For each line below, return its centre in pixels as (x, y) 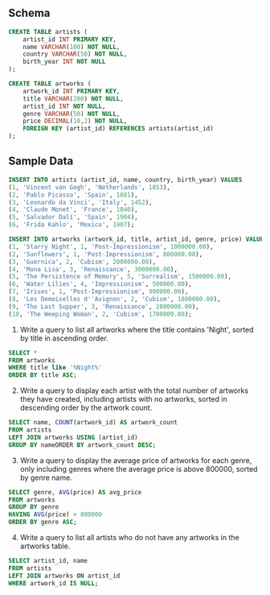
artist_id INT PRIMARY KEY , (70, 39)
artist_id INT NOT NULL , (64, 106)
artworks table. (45, 546)
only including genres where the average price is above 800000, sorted (139, 469)
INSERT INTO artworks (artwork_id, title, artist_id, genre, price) (125, 239)
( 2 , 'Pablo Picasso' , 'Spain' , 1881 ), (73, 195)
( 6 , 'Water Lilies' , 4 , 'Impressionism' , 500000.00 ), (100, 284)
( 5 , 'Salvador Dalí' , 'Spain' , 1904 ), (73, 217)
